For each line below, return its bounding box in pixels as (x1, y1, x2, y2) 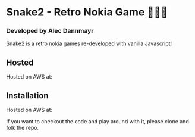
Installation (6, 91, 49, 101)
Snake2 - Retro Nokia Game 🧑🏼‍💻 (6, 5, 168, 19)
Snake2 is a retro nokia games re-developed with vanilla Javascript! (6, 40, 172, 47)
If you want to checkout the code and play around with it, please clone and (6, 118, 189, 125)
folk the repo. (6, 124, 39, 132)
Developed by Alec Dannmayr (6, 27, 94, 35)
